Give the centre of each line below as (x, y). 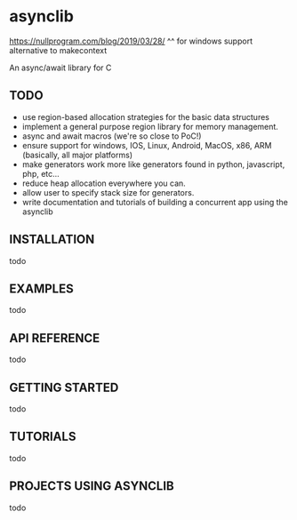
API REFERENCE (55, 338)
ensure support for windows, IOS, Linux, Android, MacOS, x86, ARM (147, 145)
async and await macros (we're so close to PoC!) (112, 136)
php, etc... (40, 173)
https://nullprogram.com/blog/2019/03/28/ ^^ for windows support (131, 41)
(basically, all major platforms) (77, 155)
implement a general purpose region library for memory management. (150, 126)
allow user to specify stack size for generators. (108, 192)
